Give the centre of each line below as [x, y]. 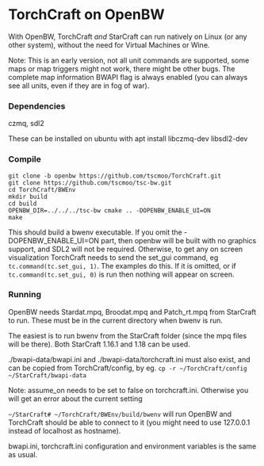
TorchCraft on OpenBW [86, 15]
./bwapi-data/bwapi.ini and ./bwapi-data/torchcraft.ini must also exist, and [130, 359]
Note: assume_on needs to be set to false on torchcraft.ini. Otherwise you [128, 390]
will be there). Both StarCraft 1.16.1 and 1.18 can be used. [99, 344]
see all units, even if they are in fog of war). [79, 86]
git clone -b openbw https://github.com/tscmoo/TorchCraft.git [115, 176]
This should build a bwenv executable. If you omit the [95, 232]
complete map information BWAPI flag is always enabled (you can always [128, 77]
